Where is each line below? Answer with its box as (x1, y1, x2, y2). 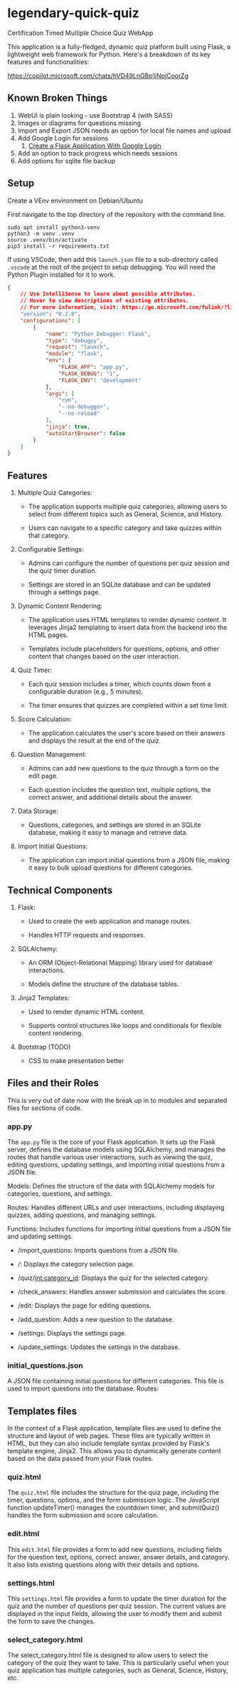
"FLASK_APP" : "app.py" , (58, 364, 129, 371)
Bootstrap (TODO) (17, 1042, 71, 1051)
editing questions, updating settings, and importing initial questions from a (7, 1161, 225, 1169)
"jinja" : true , (45, 423, 91, 430)
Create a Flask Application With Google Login (28, 141, 161, 150)
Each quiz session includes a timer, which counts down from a (28, 680, 211, 688)
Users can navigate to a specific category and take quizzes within (28, 524, 222, 532)
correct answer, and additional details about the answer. (28, 793, 193, 802)
